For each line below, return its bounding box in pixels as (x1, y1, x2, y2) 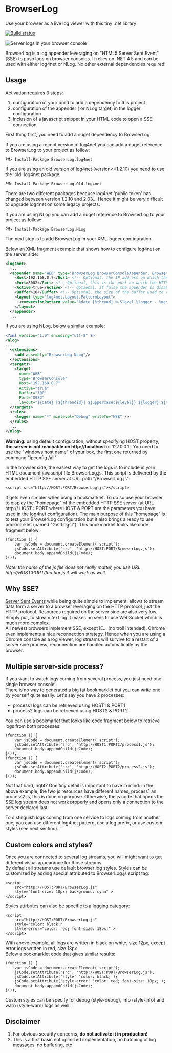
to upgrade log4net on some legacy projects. (5, 201, 101, 207)
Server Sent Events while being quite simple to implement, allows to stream (5, 598, 164, 604)
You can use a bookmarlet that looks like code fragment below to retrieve (5, 717, 160, 724)
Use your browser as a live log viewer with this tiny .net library (5, 20, 137, 26)
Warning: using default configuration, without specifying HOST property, (5, 438, 160, 444)
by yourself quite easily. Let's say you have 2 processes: (5, 692, 124, 698)
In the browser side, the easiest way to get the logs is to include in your (5, 464, 156, 470)
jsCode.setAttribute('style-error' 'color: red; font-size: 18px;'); (14, 979, 166, 984)
